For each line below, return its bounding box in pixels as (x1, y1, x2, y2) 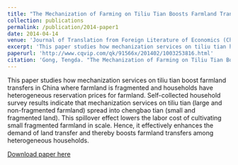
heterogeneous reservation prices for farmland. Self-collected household (7, 91, 221, 99)
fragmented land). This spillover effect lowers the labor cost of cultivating (7, 113, 222, 122)
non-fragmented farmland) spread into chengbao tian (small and (7, 106, 196, 114)
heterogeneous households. (7, 136, 90, 144)
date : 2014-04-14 (7, 30, 59, 38)
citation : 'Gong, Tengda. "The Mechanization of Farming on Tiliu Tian (7, 57, 223, 64)
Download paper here (7, 149, 71, 158)
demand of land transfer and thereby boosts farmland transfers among (7, 128, 214, 137)
